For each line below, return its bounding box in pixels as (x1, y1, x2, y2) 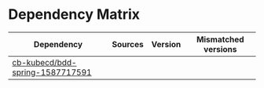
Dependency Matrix (8, 5, 140, 24)
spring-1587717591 (12, 67, 92, 78)
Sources (112, 38, 144, 49)
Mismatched (196, 34, 245, 45)
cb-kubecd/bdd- (12, 57, 77, 68)
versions (203, 43, 237, 54)
